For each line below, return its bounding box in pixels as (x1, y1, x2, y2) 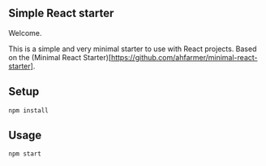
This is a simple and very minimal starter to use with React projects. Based (8, 44, 257, 54)
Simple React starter (8, 7, 114, 20)
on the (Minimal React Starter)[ (8, 52, 112, 62)
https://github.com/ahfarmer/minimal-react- (110, 52, 258, 62)
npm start (8, 150, 42, 158)
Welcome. (8, 28, 42, 37)
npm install (8, 106, 49, 115)
